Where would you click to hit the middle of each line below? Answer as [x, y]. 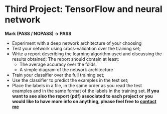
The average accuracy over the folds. [58, 64]
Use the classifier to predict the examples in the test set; [70, 80]
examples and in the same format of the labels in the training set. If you [86, 91]
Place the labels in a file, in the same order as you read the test [77, 85]
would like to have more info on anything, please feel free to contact [84, 101]
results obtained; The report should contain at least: [65, 59]
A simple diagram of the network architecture [66, 69]
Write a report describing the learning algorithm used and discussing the [87, 54]
